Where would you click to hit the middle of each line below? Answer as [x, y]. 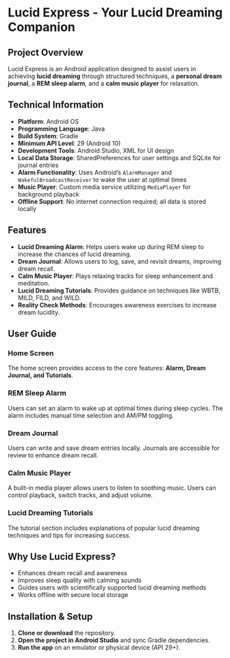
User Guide [32, 334]
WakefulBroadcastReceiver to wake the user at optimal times [102, 179]
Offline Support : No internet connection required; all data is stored [112, 201]
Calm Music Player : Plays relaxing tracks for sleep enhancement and [115, 276]
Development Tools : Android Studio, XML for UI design [95, 150]
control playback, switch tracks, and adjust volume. [80, 495]
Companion [42, 27]
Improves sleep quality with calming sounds [80, 581]
